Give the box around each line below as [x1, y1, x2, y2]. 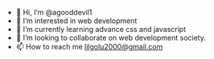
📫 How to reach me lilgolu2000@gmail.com [15, 42, 163, 51]
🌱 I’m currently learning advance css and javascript [15, 25, 187, 33]
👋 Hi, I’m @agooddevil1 [15, 8, 93, 17]
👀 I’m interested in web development [15, 16, 138, 26]
